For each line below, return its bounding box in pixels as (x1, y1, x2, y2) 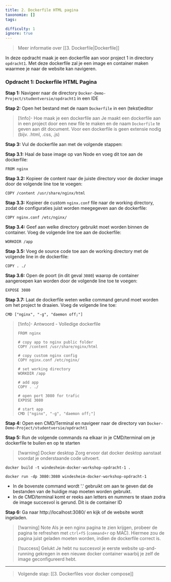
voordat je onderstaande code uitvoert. (17, 455, 100, 462)
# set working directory (17, 367, 71, 372)
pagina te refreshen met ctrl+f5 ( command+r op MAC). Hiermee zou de (17, 530, 164, 536)
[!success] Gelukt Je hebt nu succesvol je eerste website (17, 545, 138, 551)
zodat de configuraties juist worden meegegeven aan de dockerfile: (5, 205, 148, 211)
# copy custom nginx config (17, 353, 77, 358)
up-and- (138, 545, 157, 551)
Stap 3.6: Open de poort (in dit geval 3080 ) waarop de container (5, 273, 139, 279)
